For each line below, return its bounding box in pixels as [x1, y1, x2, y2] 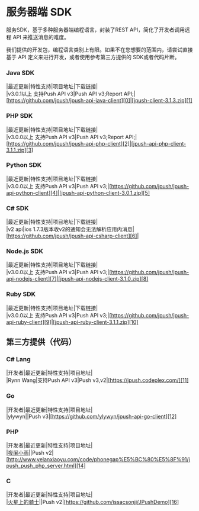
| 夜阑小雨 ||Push [6, 449, 44, 456]
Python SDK [6, 161, 42, 169]
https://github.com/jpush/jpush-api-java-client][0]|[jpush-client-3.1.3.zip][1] [8, 97, 192, 104]
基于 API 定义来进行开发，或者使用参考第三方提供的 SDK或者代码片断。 [6, 53, 180, 60]
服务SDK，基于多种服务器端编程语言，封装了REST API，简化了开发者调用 [6, 26, 185, 33]
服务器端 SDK [6, 5, 72, 19]
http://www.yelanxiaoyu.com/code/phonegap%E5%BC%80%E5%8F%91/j [8, 456, 191, 462]
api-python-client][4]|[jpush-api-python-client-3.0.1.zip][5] [6, 189, 150, 196]
